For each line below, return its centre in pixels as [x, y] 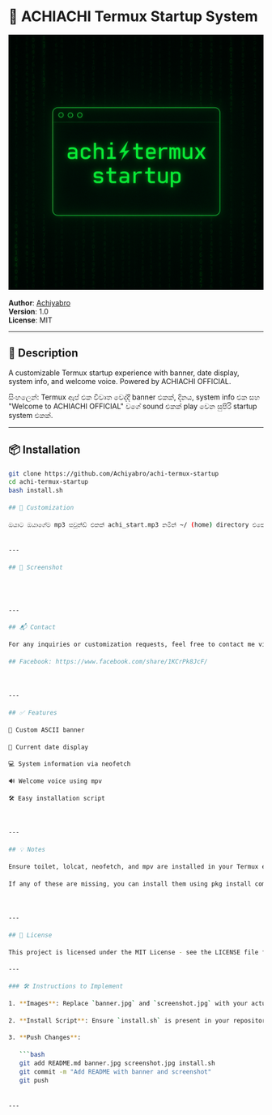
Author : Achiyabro [40, 302]
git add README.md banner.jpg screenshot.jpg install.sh [117, 1063]
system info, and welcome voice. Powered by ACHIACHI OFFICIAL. [120, 381]
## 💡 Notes [27, 850]
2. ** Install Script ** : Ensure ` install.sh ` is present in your [119, 1020]
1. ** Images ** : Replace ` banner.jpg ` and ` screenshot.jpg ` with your [128, 1003]
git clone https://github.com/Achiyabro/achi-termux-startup [114, 473]
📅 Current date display [49, 747]
